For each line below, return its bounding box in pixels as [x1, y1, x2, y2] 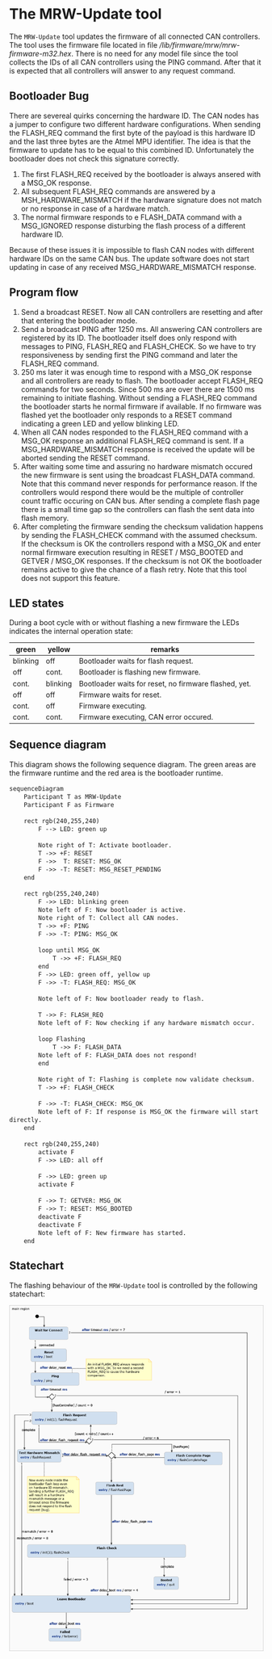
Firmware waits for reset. [78, 690, 162, 699]
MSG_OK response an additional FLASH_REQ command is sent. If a [20, 435, 245, 445]
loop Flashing [38, 1035, 86, 1043]
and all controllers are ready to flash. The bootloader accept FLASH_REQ [20, 376, 264, 385]
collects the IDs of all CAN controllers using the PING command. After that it [9, 57, 262, 67]
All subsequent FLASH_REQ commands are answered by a [20, 187, 216, 196]
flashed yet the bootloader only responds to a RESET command [20, 409, 232, 420]
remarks [150, 644, 180, 654]
